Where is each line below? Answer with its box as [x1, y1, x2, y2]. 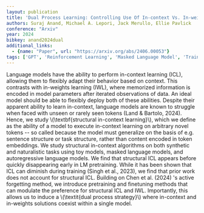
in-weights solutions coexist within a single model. [6, 200, 132, 207]
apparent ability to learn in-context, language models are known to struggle [6, 103, 195, 110]
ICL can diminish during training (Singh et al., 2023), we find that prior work [6, 167, 195, 175]
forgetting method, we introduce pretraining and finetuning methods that [6, 180, 188, 188]
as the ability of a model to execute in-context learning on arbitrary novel [6, 122, 189, 129]
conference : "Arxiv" [6, 25, 59, 32]
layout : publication [6, 8, 59, 15]
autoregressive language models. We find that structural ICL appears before [6, 154, 197, 161]
